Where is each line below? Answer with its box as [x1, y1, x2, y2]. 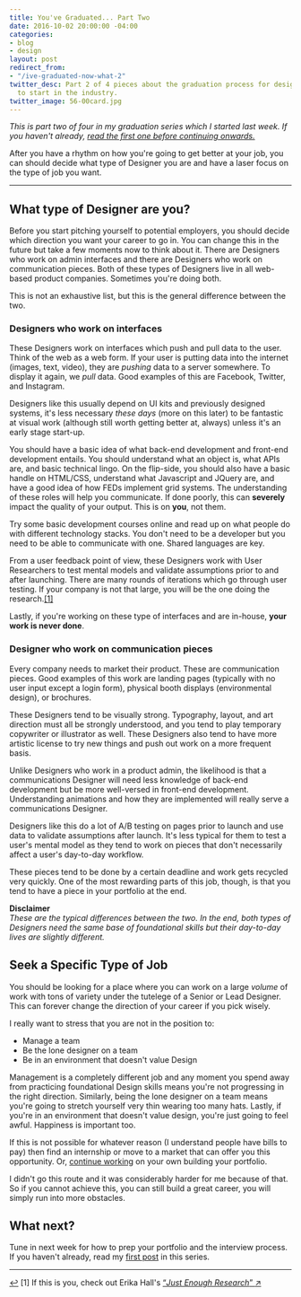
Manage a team [21, 1035, 81, 1046]
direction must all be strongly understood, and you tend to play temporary [9, 719, 282, 730]
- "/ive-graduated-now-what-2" [9, 72, 126, 81]
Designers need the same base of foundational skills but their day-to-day [9, 922, 281, 933]
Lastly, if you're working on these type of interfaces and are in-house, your [9, 611, 287, 622]
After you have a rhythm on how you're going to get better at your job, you [9, 148, 284, 159]
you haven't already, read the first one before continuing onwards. [9, 131, 255, 142]
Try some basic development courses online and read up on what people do [9, 519, 291, 530]
